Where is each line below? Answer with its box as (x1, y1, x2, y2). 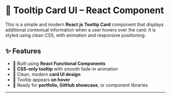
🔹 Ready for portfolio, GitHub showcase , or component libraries (12, 82, 148, 88)
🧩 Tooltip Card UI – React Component (5, 5, 164, 16)
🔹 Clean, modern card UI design (12, 71, 80, 77)
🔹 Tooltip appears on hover (12, 76, 70, 83)
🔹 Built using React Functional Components (12, 60, 106, 67)
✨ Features (5, 47, 41, 55)
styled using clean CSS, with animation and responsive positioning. (5, 32, 146, 38)
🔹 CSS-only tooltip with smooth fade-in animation (12, 66, 118, 72)
